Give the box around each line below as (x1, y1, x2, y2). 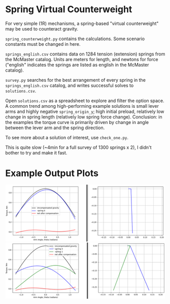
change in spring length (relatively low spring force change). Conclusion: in (5, 113, 162, 120)
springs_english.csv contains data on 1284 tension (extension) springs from (5, 51, 165, 57)
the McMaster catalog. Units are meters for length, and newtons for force (5, 56, 158, 62)
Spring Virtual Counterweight (5, 4, 132, 15)
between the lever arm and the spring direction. (5, 125, 105, 131)
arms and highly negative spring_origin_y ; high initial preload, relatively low (5, 108, 164, 114)
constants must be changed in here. (5, 41, 81, 47)
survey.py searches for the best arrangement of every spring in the (5, 77, 146, 83)
